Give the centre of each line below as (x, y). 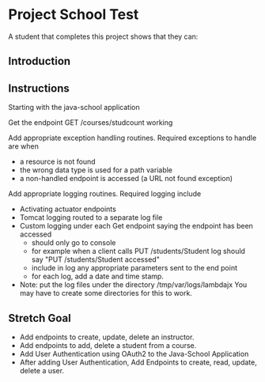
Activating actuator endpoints (68, 209)
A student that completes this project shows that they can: (103, 36)
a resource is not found (58, 162)
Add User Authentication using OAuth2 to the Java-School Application (134, 354)
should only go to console (74, 243)
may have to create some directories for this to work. (106, 293)
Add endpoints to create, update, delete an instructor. (107, 337)
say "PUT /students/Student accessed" (95, 259)
